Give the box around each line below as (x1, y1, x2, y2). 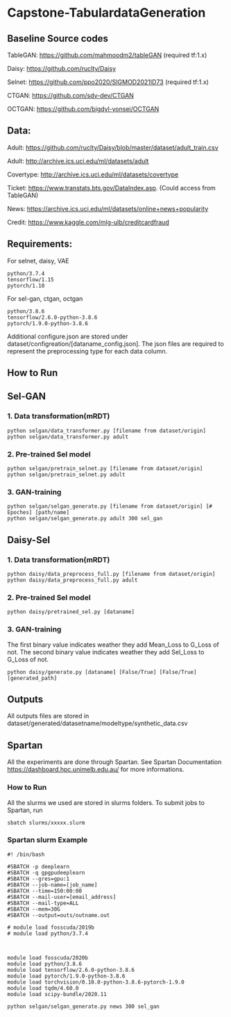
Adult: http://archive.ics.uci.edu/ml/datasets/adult (7, 156, 149, 165)
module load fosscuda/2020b (7, 954, 89, 961)
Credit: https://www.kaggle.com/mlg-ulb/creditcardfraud (7, 217, 170, 226)
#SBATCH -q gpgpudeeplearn (7, 869, 85, 876)
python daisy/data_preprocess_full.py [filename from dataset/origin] (7, 570, 216, 577)
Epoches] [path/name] (7, 509, 70, 516)
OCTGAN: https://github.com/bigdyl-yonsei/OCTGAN (7, 105, 160, 113)
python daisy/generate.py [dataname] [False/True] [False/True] (7, 668, 197, 675)
